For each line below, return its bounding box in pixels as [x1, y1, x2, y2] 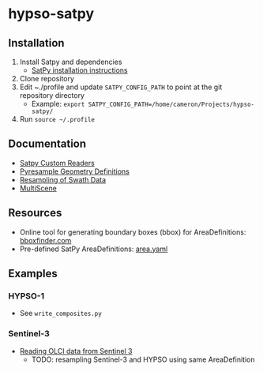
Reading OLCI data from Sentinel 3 [19, 346, 133, 355]
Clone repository [19, 74, 75, 83]
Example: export [31, 100, 85, 108]
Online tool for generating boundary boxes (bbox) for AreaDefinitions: [19, 227, 246, 237]
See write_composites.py [19, 309, 103, 318]
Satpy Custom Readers [19, 158, 95, 167]
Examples [8, 267, 58, 280]
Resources [8, 206, 62, 220]
